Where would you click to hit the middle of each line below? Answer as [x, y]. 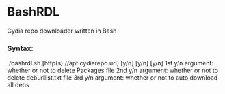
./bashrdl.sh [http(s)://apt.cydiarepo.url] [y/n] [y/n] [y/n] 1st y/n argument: [110, 63]
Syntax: [21, 48]
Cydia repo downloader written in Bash [62, 31]
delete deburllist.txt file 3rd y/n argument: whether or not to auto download [112, 78]
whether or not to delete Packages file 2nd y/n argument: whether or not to [113, 70]
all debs [18, 85]
